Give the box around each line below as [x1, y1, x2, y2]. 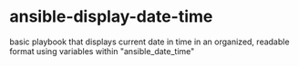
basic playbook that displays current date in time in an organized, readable [9, 36, 290, 47]
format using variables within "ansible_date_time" [9, 45, 195, 56]
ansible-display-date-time [9, 6, 213, 27]
